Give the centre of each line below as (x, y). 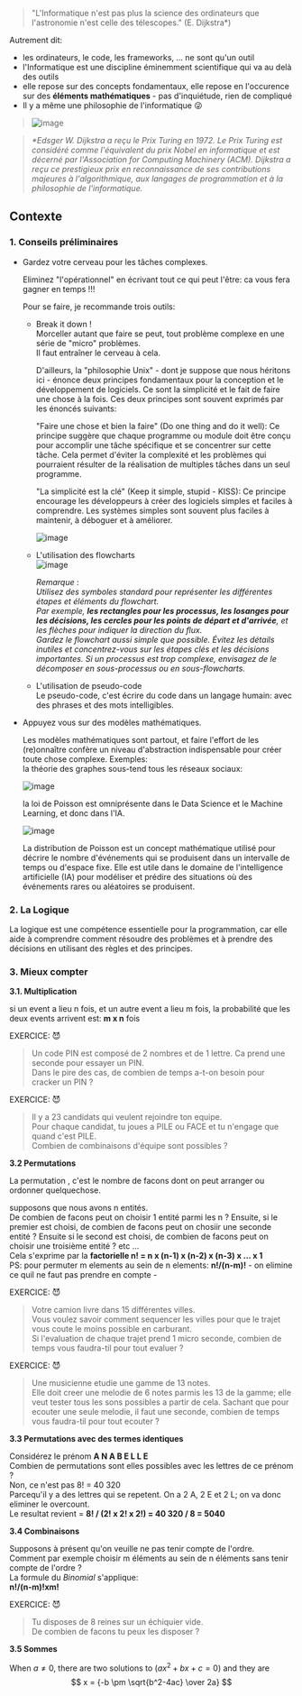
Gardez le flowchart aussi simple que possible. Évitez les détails (155, 639)
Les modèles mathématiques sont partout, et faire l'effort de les (141, 739)
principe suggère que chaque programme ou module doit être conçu (163, 435)
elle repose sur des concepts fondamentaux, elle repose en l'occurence (156, 86)
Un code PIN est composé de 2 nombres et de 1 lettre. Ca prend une (158, 1053)
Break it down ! (64, 324)
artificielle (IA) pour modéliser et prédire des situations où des (137, 876)
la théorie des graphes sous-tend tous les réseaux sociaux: (133, 768)
